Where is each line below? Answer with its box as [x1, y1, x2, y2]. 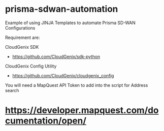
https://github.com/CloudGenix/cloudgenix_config [12, 72, 114, 78]
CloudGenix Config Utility [5, 63, 57, 69]
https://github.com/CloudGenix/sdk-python [12, 53, 100, 60]
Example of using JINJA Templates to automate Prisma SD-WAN [5, 20, 135, 26]
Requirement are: [5, 34, 40, 40]
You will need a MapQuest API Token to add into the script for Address [5, 82, 148, 88]
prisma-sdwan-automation [5, 3, 118, 15]
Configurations [5, 25, 35, 31]
